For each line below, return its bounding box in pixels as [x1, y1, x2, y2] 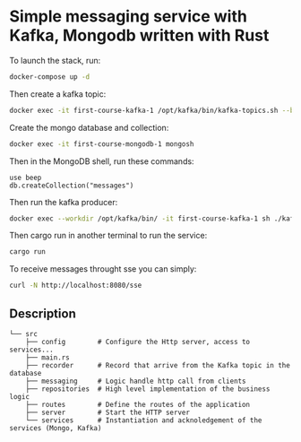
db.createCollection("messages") [9, 181, 134, 190]
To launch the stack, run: [9, 55, 101, 65]
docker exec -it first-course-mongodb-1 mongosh [9, 139, 194, 149]
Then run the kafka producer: [9, 196, 118, 207]
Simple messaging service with [9, 6, 248, 27]
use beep [9, 173, 42, 182]
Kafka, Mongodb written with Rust [9, 25, 270, 46]
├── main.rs [25, 353, 70, 362]
